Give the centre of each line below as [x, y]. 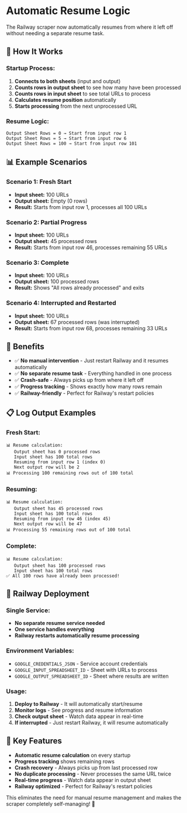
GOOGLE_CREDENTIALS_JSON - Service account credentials [81, 664]
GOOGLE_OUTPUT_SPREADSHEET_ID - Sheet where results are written [91, 676]
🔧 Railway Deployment [48, 594]
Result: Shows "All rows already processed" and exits [79, 288]
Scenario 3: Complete [37, 262]
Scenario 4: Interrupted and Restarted [61, 303]
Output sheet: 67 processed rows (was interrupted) [77, 322]
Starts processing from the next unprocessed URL [76, 106]
